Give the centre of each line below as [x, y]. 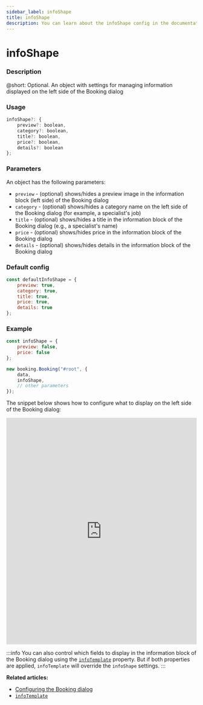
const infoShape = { [32, 341]
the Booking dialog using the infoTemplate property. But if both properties [98, 660]
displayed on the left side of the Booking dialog [65, 91]
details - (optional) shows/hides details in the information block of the [103, 245]
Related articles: [27, 678]
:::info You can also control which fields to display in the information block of [101, 653]
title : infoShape [28, 18]
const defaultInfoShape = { [42, 279]
